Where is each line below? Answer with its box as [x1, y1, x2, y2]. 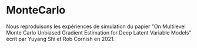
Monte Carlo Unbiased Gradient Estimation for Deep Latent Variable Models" [6, 29, 192, 36]
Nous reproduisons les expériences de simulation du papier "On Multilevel [6, 23, 186, 30]
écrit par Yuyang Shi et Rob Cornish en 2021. [6, 35, 115, 42]
